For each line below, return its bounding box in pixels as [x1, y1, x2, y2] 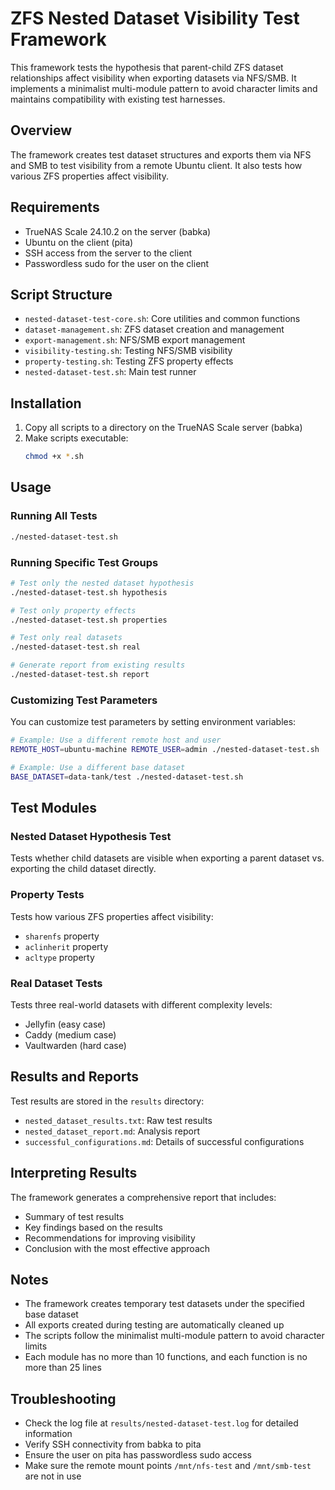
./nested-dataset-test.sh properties [10, 615, 168, 625]
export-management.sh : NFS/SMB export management [24, 334, 246, 346]
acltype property [24, 951, 95, 963]
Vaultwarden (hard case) [24, 1040, 127, 1051]
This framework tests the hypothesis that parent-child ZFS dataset [10, 61, 284, 73]
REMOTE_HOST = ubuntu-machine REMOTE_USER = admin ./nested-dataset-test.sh [10, 745, 320, 755]
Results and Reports [10, 1068, 140, 1086]
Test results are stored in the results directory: [10, 1095, 205, 1107]
